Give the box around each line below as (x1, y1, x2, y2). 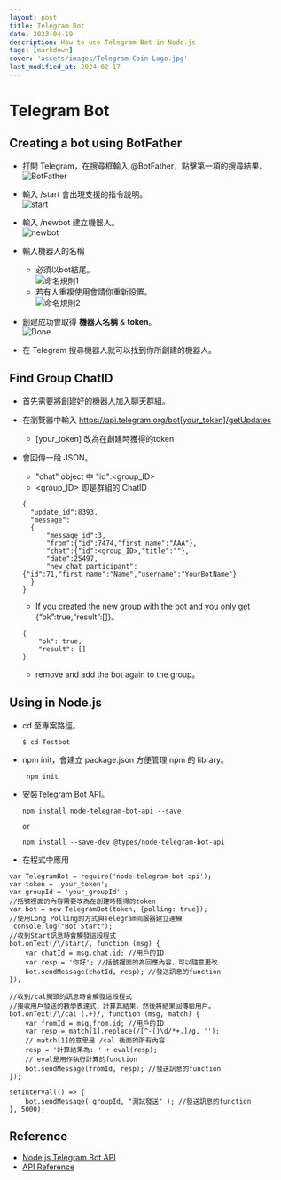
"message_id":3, (45, 531, 106, 539)
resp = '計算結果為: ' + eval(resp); (25, 1045, 158, 1054)
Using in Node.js (9, 696, 102, 711)
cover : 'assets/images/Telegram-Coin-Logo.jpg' (9, 54, 189, 63)
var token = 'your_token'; (9, 879, 109, 888)
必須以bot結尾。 (35, 264, 95, 275)
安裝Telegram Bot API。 (21, 789, 109, 799)
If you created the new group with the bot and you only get (35, 601, 251, 611)
